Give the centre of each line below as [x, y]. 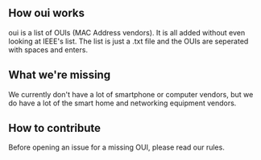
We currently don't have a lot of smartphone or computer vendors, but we [131, 94]
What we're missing [60, 75]
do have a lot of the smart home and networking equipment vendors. [122, 103]
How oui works [46, 13]
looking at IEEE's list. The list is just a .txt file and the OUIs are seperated [128, 41]
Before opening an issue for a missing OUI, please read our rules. [117, 147]
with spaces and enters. [48, 49]
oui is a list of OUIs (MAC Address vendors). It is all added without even [127, 32]
